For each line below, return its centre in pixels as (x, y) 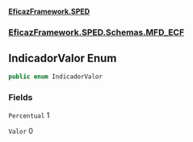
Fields (21, 98)
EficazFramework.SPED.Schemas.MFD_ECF (96, 32)
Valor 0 (21, 131)
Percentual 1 (29, 115)
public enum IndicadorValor (56, 77)
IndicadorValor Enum (63, 58)
